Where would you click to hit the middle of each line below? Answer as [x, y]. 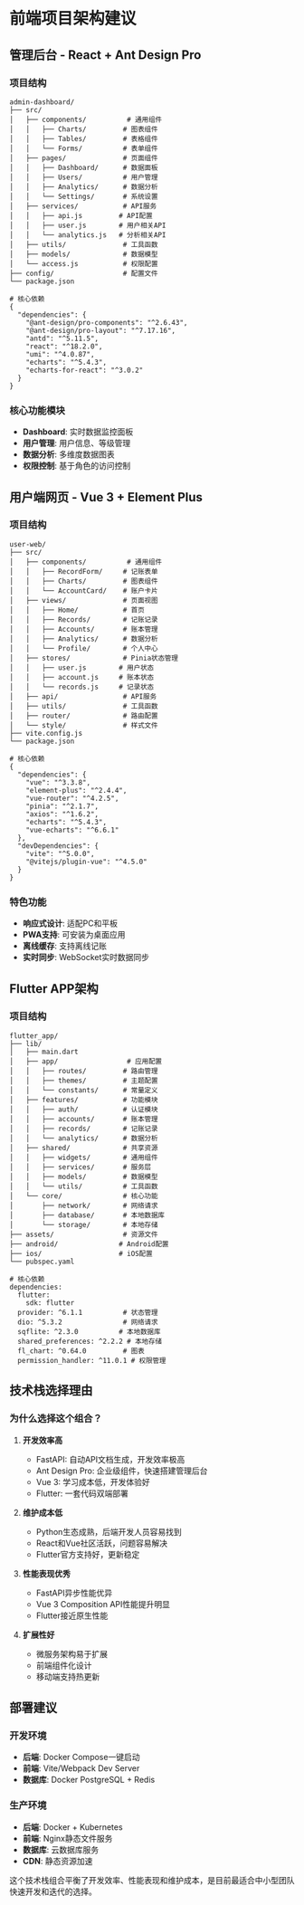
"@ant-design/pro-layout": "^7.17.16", [101, 330]
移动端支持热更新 [68, 1676]
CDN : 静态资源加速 [57, 1861]
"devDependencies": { [58, 846]
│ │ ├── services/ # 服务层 [81, 1167]
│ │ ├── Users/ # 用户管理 [84, 177]
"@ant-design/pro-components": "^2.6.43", [107, 322]
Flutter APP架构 [54, 989]
